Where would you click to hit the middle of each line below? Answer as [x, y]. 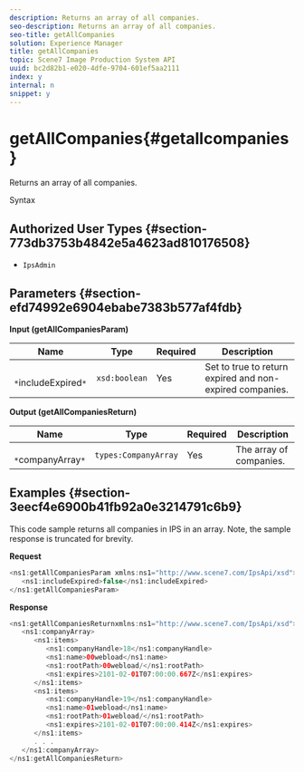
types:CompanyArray [137, 455]
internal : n [32, 85]
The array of [262, 449]
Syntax [23, 200]
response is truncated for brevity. [71, 538]
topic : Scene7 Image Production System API [93, 60]
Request [26, 556]
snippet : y [30, 93]
